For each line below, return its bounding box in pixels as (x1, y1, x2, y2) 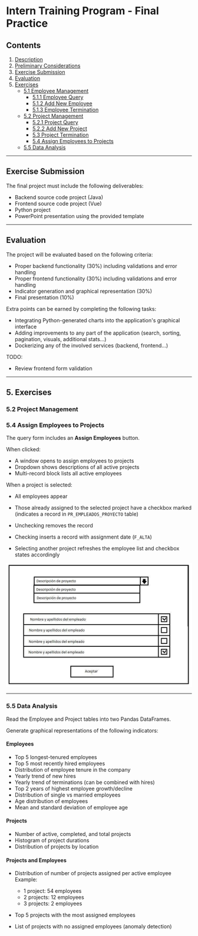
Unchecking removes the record (14, 522, 93, 529)
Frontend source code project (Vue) (14, 200, 102, 207)
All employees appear (14, 493, 68, 500)
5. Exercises (6, 387, 52, 397)
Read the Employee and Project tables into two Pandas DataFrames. (6, 715, 171, 723)
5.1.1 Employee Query (32, 93, 84, 101)
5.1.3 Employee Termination (32, 106, 99, 113)
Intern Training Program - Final (6, 4, 159, 18)
